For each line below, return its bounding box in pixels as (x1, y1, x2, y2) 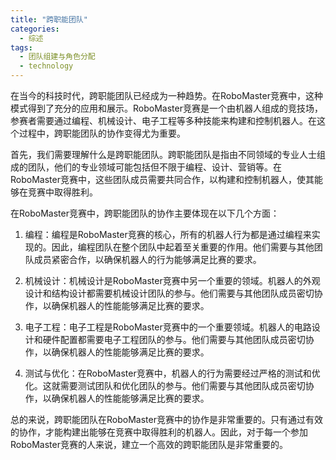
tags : (10, 42, 33, 53)
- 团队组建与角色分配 (19, 52, 96, 62)
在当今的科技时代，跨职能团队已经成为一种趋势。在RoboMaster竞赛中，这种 (10, 90, 323, 101)
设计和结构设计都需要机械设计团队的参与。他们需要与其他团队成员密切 (24, 287, 315, 299)
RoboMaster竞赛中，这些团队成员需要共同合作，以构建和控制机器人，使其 (10, 174, 315, 185)
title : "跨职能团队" (10, 14, 88, 25)
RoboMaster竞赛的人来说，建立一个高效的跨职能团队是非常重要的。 (10, 439, 288, 450)
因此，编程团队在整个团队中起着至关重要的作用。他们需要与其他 (51, 241, 315, 253)
